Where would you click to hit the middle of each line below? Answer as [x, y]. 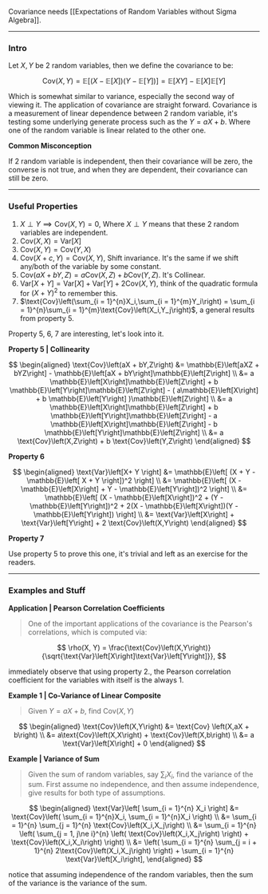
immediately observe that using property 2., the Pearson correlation [120, 671]
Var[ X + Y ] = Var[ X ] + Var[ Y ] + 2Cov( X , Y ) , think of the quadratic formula [139, 283]
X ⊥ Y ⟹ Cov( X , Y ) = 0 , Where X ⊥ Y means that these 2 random [129, 223]
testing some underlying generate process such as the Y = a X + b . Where [130, 122]
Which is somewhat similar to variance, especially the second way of [122, 97]
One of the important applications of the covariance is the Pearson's [140, 623]
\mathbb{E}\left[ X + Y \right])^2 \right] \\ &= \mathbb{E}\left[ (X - [134, 481]
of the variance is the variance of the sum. [78, 883]
